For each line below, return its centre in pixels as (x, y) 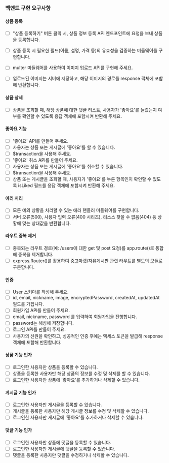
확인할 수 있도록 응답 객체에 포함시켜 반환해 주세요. (72, 116)
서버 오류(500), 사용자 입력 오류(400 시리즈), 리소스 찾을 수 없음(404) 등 (85, 217)
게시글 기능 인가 (21, 392)
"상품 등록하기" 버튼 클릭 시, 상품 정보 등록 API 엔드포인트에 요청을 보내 (83, 34)
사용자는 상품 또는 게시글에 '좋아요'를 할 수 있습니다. (64, 147)
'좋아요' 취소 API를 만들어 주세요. (45, 160)
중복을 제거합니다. (36, 254)
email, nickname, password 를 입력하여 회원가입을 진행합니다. (75, 317)
